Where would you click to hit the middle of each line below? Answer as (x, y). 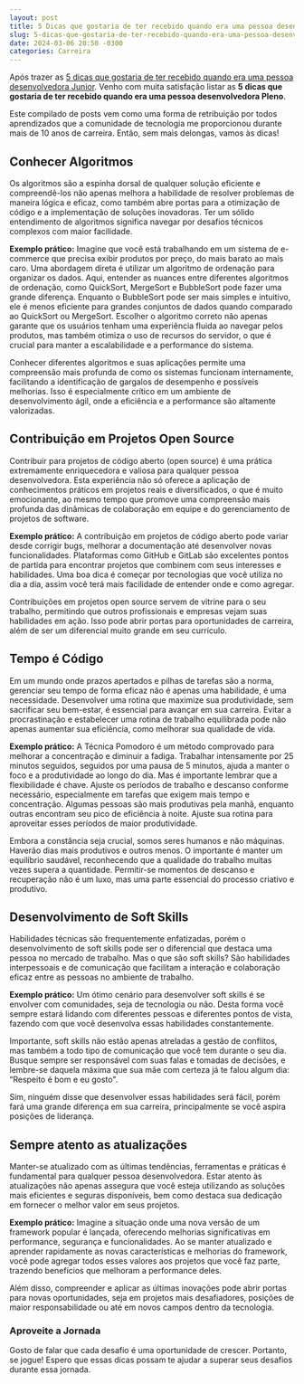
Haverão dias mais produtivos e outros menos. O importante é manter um (146, 850)
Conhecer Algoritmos (71, 161)
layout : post (34, 18)
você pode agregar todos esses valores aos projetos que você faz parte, (145, 1261)
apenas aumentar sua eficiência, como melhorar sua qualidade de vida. (142, 728)
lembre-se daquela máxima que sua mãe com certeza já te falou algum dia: (149, 1070)
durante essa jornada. (50, 1370)
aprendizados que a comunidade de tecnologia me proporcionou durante (146, 124)
